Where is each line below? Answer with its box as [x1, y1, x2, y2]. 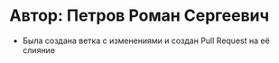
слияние [22, 44, 56, 55]
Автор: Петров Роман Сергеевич [9, 5, 270, 26]
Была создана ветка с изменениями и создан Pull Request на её [22, 35, 271, 46]
